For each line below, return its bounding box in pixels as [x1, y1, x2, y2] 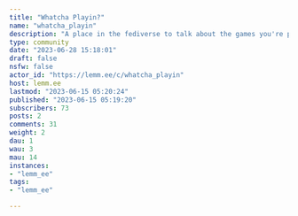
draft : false [9, 54, 58, 63]
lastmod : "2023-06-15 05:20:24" [9, 87, 129, 96]
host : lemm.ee [9, 79, 62, 88]
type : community [9, 37, 69, 47]
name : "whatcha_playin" [9, 21, 98, 30]
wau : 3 [9, 144, 34, 153]
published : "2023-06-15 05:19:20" [9, 95, 137, 104]
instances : [9, 161, 50, 170]
